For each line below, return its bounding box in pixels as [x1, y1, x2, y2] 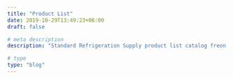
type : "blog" [7, 62, 45, 69]
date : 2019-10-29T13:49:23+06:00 [7, 17, 105, 24]
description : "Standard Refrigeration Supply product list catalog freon [7, 43, 227, 50]
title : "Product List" [7, 10, 73, 17]
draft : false [7, 23, 45, 30]
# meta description [7, 36, 64, 43]
